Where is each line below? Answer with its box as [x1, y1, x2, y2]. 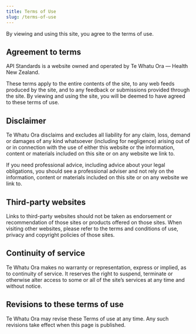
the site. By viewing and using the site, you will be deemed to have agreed [6, 93, 185, 100]
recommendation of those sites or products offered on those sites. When [6, 219, 183, 226]
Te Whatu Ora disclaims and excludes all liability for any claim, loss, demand [6, 131, 191, 138]
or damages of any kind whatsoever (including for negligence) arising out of [6, 138, 190, 145]
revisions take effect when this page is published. [6, 321, 126, 328]
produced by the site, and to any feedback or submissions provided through [6, 86, 190, 94]
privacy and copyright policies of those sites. [6, 231, 115, 238]
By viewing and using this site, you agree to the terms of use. [6, 30, 154, 37]
